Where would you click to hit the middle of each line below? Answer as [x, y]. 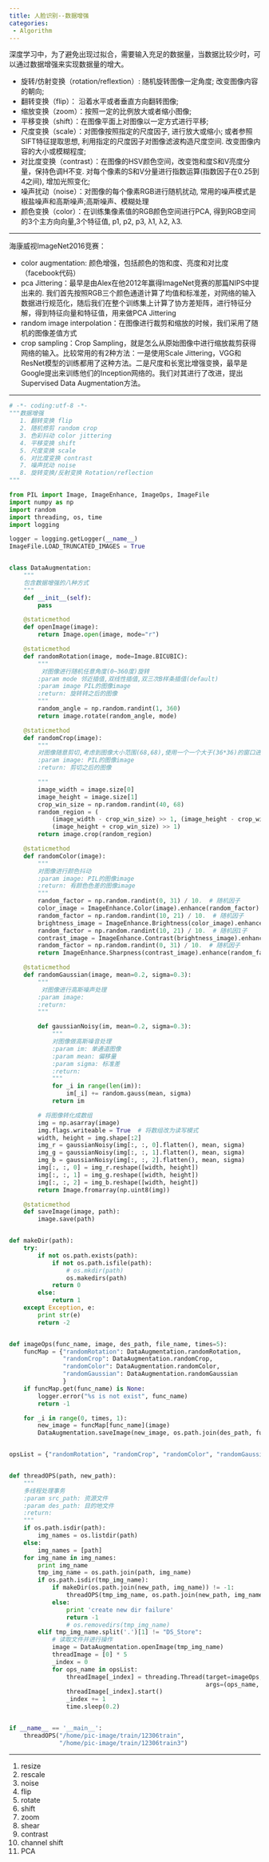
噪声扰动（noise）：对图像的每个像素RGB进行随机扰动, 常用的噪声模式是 [138, 191]
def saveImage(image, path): [72, 1212]
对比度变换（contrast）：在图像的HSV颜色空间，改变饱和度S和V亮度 [132, 162]
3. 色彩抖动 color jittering [66, 436]
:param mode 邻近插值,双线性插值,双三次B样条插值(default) [128, 679]
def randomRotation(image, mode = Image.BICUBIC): [106, 656]
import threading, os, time [56, 517]
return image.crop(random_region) [95, 834]
